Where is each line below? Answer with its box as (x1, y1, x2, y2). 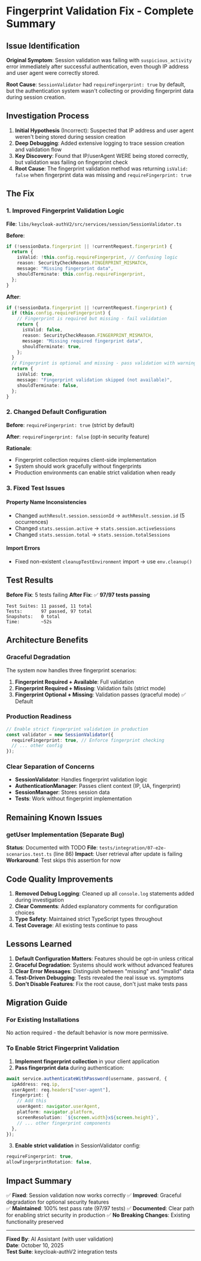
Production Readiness (6, 712, 72, 721)
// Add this (17, 1098, 47, 1104)
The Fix (6, 188, 35, 199)
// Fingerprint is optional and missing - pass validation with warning (11, 360, 197, 366)
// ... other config (11, 743, 63, 749)
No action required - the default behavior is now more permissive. (6, 1029, 169, 1036)
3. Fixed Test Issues (6, 483, 65, 492)
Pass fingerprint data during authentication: (14, 1064, 124, 1071)
